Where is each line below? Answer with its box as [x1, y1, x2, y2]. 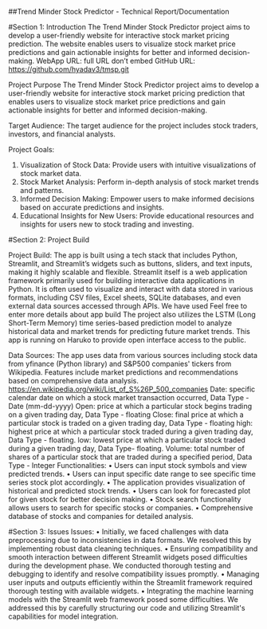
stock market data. [19, 169, 82, 178]
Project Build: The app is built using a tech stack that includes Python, [8, 250, 238, 260]
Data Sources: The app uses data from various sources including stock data [8, 351, 257, 360]
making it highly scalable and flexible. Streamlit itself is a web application [8, 267, 248, 277]
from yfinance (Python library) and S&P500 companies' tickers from [8, 359, 232, 368]
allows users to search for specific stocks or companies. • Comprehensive [8, 503, 253, 513]
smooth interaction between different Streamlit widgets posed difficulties [8, 552, 248, 561]
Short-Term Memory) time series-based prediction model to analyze [8, 318, 233, 328]
